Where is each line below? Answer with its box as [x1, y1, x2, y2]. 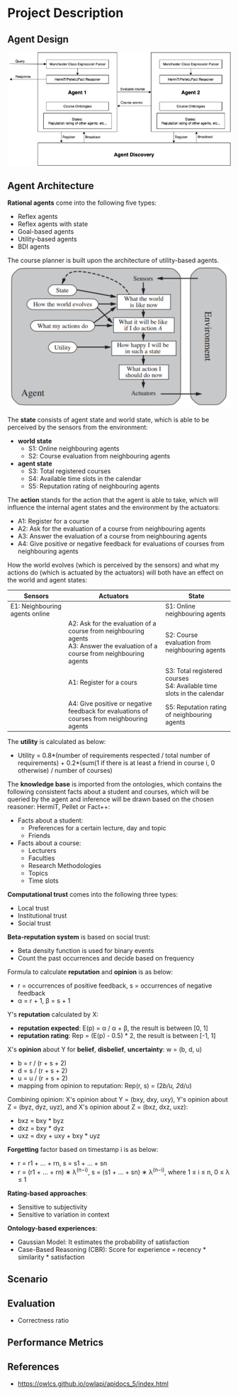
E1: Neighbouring [10, 602, 62, 610]
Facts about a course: [17, 839, 81, 847]
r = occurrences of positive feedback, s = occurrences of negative [17, 981, 212, 990]
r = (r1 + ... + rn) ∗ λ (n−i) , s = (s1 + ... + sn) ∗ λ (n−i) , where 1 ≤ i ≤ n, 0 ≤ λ [17, 1167, 230, 1176]
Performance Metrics [7, 1337, 104, 1349]
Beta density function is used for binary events [17, 947, 154, 955]
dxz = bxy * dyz [17, 1124, 64, 1133]
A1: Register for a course [17, 517, 90, 526]
